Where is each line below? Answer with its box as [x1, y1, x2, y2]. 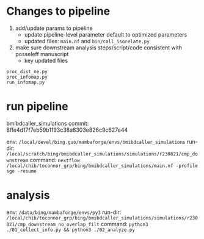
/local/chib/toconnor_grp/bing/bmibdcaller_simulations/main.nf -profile [6, 163, 199, 169]
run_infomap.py [6, 79, 45, 85]
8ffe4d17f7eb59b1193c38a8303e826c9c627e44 [6, 126, 128, 134]
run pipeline [6, 99, 68, 113]
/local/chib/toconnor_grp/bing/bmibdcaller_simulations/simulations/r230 [6, 215, 199, 221]
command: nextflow [29, 156, 81, 163]
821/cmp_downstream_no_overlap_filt [6, 221, 100, 227]
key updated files [24, 57, 68, 64]
